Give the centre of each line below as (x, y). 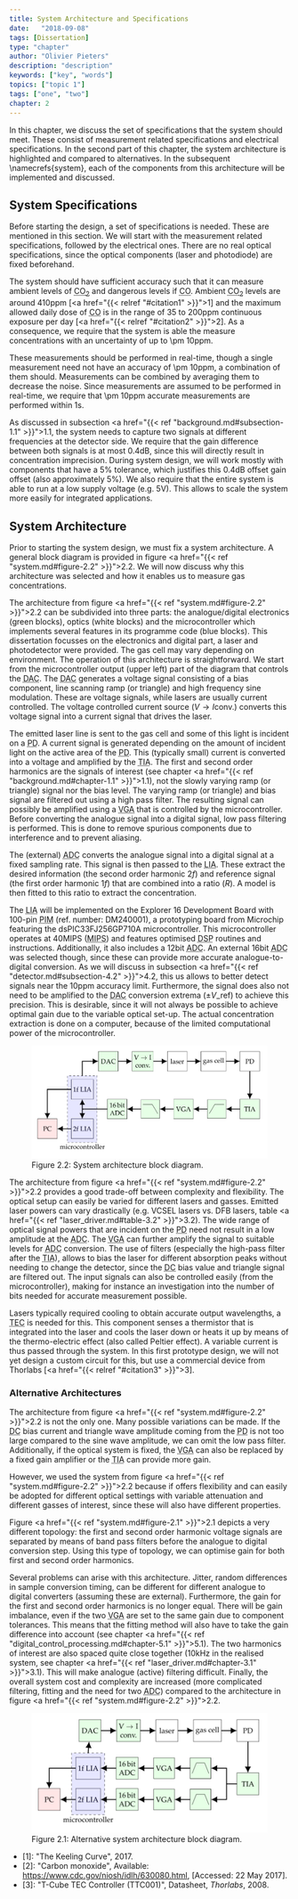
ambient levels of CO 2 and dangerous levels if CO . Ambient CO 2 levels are (145, 292)
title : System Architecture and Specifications (99, 19)
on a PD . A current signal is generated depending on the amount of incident (148, 743)
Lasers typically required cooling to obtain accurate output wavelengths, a (145, 1313)
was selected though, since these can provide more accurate (121, 957)
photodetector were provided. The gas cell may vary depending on (132, 649)
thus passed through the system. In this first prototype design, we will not (144, 1350)
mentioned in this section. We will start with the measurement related (136, 236)
